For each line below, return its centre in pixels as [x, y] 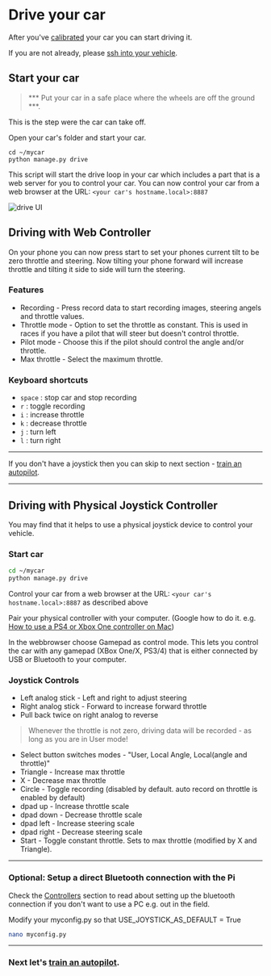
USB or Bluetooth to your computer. [67, 660]
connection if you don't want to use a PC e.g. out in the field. [109, 904]
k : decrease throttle [53, 423]
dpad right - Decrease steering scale [81, 832]
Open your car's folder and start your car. [77, 137]
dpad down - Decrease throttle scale [81, 815]
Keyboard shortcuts [48, 379]
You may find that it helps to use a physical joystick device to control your [131, 524]
